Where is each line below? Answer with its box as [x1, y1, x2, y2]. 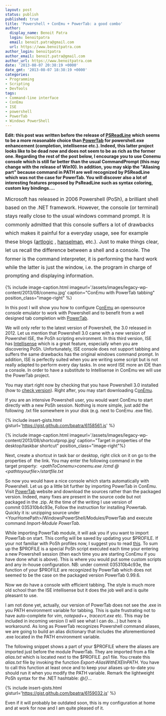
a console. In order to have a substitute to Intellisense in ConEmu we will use [5, 367, 162, 373]
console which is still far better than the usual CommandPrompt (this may [5, 158, 160, 164]
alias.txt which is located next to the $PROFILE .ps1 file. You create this [5, 654, 150, 660]
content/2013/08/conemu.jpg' [5, 289, 66, 295]
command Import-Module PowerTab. [5, 520, 81, 526]
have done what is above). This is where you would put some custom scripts [5, 556, 162, 562]
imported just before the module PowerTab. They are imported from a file [5, 648, 155, 655]
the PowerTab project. [5, 372, 51, 378]
